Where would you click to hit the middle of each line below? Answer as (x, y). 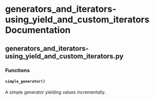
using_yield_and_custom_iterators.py (64, 56)
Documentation (38, 30)
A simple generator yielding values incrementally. (55, 92)
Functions (17, 70)
